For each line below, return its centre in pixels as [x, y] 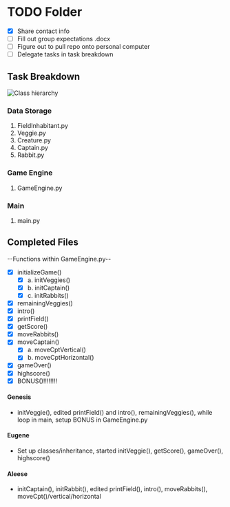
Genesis [19, 397]
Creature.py [34, 140]
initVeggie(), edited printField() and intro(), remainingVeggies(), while [115, 412]
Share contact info [43, 31]
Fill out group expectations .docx [64, 39]
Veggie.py [31, 133]
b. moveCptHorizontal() [61, 358]
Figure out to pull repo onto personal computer [83, 47]
